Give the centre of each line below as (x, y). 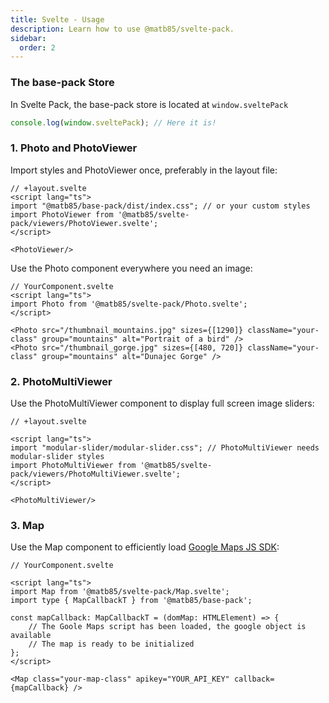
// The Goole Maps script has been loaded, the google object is (167, 627)
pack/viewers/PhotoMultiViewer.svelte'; (96, 474)
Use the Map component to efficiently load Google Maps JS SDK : (145, 547)
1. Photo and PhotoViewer (74, 148)
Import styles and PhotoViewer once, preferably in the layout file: (144, 170)
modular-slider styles (57, 457)
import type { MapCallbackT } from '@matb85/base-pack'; (131, 601)
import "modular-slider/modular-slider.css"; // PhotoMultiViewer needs (165, 448)
